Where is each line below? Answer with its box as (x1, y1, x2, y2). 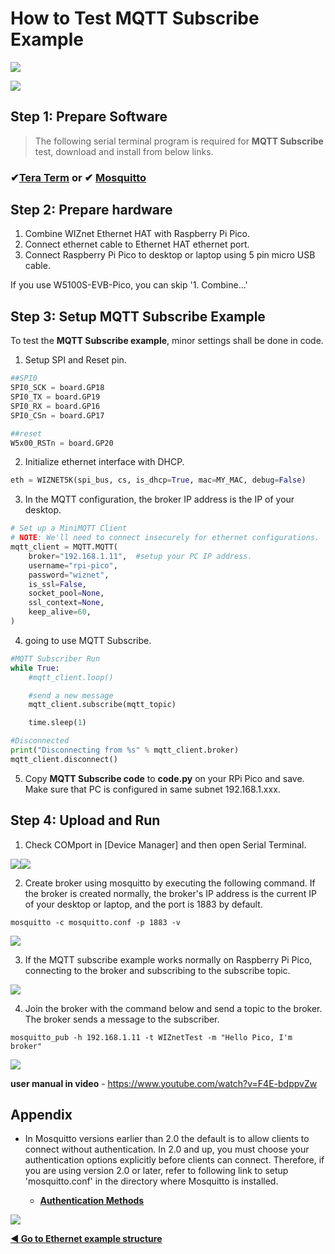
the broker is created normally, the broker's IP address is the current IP (24, 887, 317, 899)
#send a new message (28, 690, 114, 701)
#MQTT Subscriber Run (10, 653, 101, 664)
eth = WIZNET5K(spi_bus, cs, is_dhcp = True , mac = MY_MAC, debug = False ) (10, 475, 307, 486)
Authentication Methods (39, 1195, 145, 1207)
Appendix (10, 1107, 73, 1123)
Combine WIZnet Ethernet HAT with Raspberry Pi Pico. (24, 228, 251, 240)
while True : (10, 663, 60, 673)
